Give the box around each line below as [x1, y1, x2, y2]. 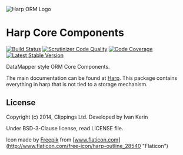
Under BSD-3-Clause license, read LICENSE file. [6, 124, 124, 132]
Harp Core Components [6, 26, 125, 39]
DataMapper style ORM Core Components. [6, 63, 110, 70]
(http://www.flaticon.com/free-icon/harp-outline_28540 [6, 142, 141, 149]
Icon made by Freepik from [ [6, 136, 75, 143]
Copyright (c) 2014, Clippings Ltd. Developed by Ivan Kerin [6, 113, 148, 120]
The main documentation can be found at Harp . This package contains [6, 74, 178, 82]
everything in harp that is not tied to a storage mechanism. [6, 80, 148, 87]
